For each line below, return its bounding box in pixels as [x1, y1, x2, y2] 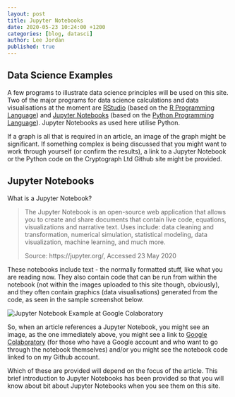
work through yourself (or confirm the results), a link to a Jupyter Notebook [7, 146, 227, 156]
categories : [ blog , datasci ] [7, 30, 93, 38]
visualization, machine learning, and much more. [24, 238, 166, 246]
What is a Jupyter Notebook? [7, 194, 92, 202]
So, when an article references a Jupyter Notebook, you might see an [7, 323, 210, 331]
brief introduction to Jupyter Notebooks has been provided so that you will [7, 374, 224, 382]
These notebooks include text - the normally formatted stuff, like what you [7, 265, 223, 273]
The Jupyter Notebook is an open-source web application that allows [24, 207, 227, 216]
